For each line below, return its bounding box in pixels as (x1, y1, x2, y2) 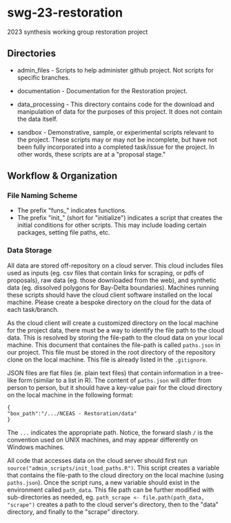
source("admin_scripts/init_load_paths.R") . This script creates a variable (7, 464, 220, 472)
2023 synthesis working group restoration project (7, 28, 148, 36)
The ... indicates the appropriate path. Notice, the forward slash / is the (7, 428, 214, 436)
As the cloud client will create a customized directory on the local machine (7, 319, 219, 327)
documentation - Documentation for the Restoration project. (17, 86, 188, 95)
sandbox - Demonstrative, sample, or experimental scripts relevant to (17, 128, 214, 136)
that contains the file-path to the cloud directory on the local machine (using (7, 471, 224, 479)
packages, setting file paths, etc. (17, 228, 110, 237)
